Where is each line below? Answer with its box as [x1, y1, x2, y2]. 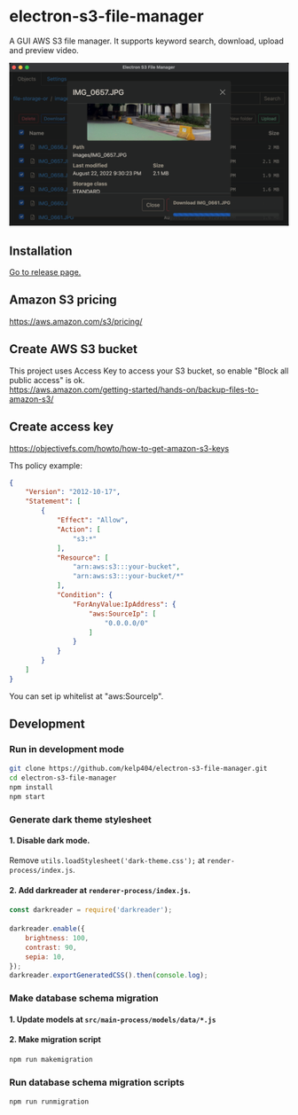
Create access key [9, 420, 114, 435]
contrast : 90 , [25, 943, 77, 952]
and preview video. [9, 44, 80, 55]
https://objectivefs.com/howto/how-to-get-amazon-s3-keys [9, 443, 230, 453]
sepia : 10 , [25, 952, 66, 962]
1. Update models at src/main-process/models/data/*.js [9, 1014, 216, 1025]
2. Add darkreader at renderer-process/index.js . [9, 884, 191, 895]
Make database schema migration [9, 992, 159, 1004]
